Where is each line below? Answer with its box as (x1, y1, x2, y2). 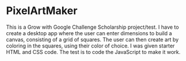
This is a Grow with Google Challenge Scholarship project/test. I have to (6, 23, 180, 30)
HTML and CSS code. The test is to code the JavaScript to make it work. (6, 48, 181, 55)
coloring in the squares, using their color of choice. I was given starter (6, 42, 175, 49)
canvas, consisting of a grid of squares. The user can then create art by (6, 36, 179, 43)
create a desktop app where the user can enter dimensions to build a (6, 29, 173, 36)
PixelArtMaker (6, 4, 78, 18)
